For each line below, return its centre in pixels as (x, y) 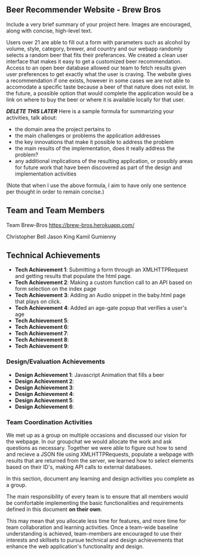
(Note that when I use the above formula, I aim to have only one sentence (96, 185)
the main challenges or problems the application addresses (88, 135)
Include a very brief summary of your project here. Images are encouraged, (99, 24)
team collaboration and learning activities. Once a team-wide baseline (92, 527)
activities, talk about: (32, 117)
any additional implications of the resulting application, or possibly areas (104, 161)
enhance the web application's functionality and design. (75, 546)
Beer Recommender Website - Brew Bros (84, 10)
